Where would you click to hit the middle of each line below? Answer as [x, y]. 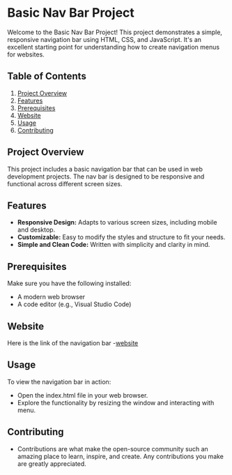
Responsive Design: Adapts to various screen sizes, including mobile [117, 223]
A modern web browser [51, 297]
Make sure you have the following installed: [69, 283]
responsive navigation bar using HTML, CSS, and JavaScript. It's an [105, 39]
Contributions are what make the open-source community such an [113, 448]
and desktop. [36, 230]
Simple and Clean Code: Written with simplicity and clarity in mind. [114, 245]
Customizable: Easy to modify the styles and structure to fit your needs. [121, 237]
